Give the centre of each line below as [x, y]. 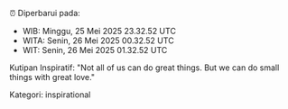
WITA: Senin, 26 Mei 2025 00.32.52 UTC [98, 41]
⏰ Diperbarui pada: [45, 13]
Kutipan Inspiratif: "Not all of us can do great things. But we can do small [144, 68]
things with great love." [52, 77]
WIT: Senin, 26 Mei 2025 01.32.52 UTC [95, 50]
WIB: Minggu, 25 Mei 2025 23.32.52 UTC [99, 31]
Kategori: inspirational [50, 95]
